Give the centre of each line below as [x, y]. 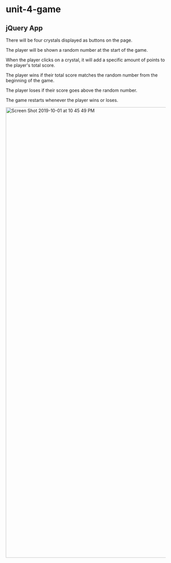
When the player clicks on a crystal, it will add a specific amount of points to [85, 60]
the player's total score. [30, 65]
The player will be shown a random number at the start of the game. [77, 50]
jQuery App [24, 28]
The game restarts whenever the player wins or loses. [62, 100]
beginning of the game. [30, 80]
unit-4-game [33, 9]
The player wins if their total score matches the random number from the [82, 75]
